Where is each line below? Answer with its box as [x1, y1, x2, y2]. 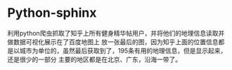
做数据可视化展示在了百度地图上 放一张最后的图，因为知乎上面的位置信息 [7, 37, 219, 46]
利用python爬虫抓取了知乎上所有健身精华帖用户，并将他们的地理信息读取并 [7, 29, 225, 37]
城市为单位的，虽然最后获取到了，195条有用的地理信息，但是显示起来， [19, 46, 227, 55]
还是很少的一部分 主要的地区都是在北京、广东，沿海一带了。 [7, 55, 181, 64]
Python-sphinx [7, 5, 97, 21]
